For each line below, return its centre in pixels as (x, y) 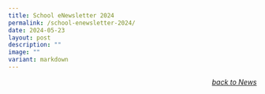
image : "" (24, 52)
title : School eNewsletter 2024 (61, 15)
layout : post (30, 38)
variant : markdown (38, 60)
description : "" (35, 45)
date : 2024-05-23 (37, 30)
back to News (234, 82)
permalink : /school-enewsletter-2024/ (72, 23)
